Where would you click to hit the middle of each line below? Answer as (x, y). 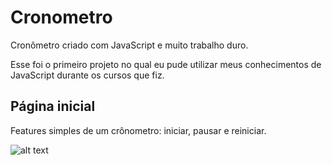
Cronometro (61, 17)
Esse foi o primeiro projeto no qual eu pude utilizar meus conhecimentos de (166, 64)
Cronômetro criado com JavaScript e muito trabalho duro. (129, 45)
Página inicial (53, 106)
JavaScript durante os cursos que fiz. (87, 75)
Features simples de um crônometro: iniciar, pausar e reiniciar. (138, 130)
